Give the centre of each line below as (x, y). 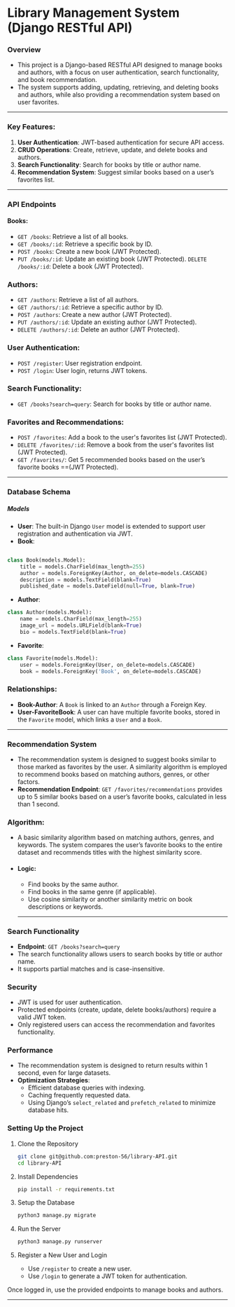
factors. (29, 782)
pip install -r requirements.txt (66, 1189)
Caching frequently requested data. (79, 1095)
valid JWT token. (42, 1017)
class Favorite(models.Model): (53, 658)
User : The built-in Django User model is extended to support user (112, 526)
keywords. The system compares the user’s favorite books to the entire (120, 845)
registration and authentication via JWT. (75, 534)
